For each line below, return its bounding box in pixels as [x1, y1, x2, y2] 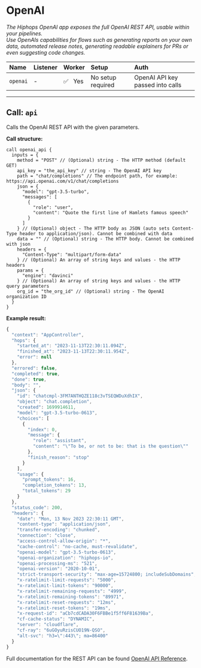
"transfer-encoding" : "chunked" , [17, 527, 100, 533]
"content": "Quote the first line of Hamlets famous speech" [32, 209, 188, 216]
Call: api [6, 107, 38, 118]
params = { [17, 267, 44, 273]
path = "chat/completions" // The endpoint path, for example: [17, 173, 178, 179]
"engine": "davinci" [22, 272, 74, 279]
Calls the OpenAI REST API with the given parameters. [6, 124, 139, 131]
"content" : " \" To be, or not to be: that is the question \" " [32, 443, 188, 450]
